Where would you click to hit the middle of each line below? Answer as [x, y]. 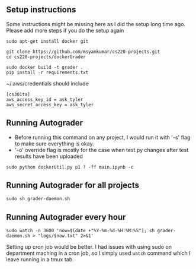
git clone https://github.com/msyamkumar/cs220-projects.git [83, 52]
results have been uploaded [49, 156]
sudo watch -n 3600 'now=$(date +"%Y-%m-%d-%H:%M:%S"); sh [81, 231]
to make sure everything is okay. [54, 143]
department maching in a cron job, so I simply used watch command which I [98, 253]
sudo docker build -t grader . [45, 67]
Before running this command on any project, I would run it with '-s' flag [102, 137]
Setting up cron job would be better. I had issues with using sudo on [89, 247]
